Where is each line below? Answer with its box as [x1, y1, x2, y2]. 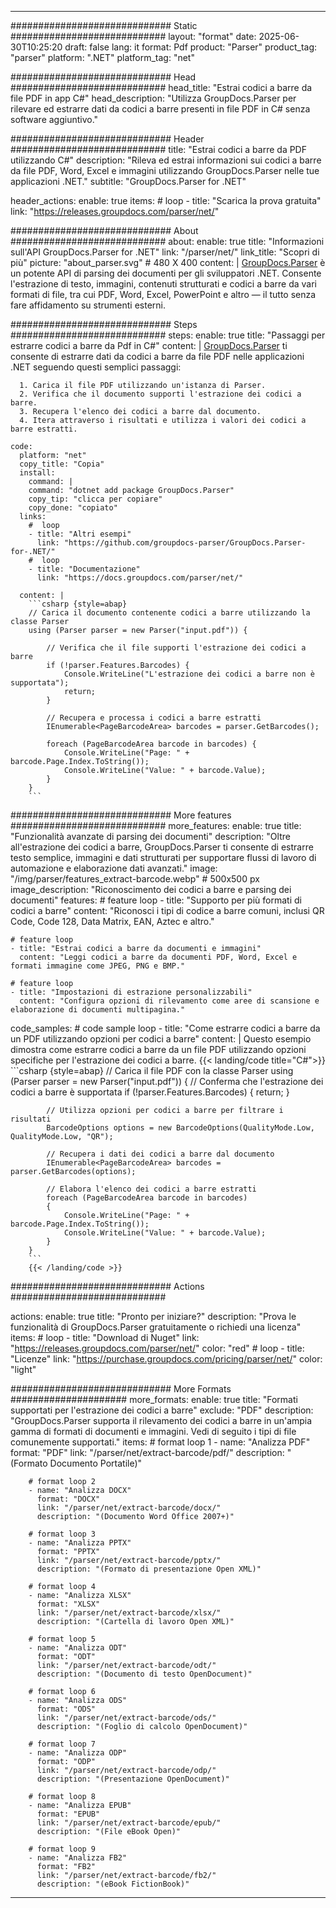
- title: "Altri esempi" [28, 529, 132, 539]
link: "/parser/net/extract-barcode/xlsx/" [36, 1608, 222, 1618]
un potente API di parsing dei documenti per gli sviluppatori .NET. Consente [10, 267, 322, 279]
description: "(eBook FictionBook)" [36, 1879, 190, 1889]
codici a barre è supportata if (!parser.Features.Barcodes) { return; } [10, 1086, 290, 1098]
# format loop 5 [28, 1634, 97, 1644]
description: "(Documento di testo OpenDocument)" [36, 1669, 253, 1679]
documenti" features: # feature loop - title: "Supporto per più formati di [10, 894, 302, 906]
